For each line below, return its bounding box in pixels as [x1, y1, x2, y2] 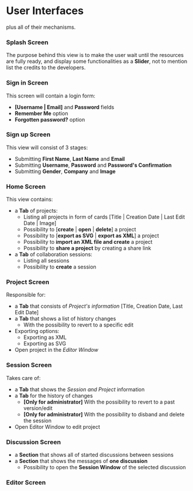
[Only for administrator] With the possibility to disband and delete [23, 411, 185, 418]
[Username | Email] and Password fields [14, 103, 115, 110]
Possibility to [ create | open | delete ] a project [23, 226, 137, 233]
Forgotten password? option [14, 116, 85, 123]
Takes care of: [6, 374, 41, 381]
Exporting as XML [23, 334, 67, 341]
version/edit [23, 404, 53, 412]
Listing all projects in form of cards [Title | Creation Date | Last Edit [23, 213, 185, 221]
